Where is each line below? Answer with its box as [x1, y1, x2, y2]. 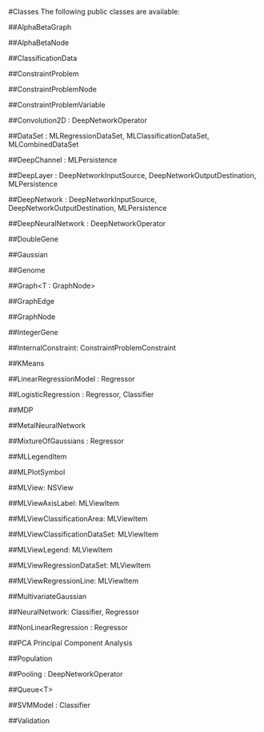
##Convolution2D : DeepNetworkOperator [8, 115, 148, 125]
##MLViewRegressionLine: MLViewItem [8, 576, 138, 585]
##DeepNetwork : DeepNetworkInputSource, [8, 195, 158, 204]
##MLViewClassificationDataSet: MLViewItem [8, 529, 158, 539]
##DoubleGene [8, 234, 58, 244]
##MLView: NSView [8, 483, 74, 492]
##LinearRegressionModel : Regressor [8, 374, 135, 383]
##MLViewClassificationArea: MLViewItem [8, 514, 148, 524]
